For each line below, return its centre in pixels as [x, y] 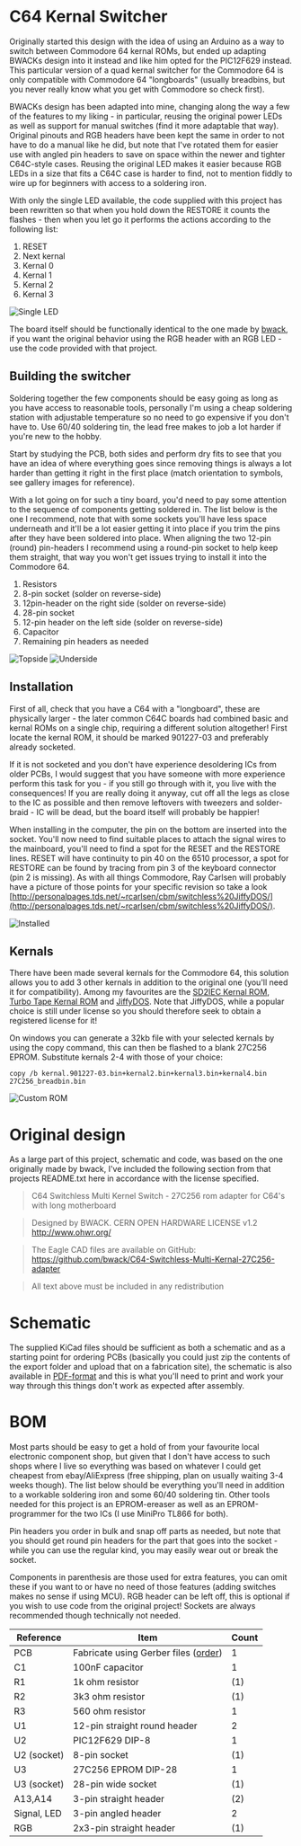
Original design [67, 1135]
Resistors [40, 584]
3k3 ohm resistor [109, 1697]
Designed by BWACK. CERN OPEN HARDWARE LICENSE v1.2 [144, 1223]
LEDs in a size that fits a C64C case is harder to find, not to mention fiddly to [151, 173]
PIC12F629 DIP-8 [112, 1741]
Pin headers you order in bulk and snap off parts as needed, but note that [145, 1531]
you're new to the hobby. [55, 436]
